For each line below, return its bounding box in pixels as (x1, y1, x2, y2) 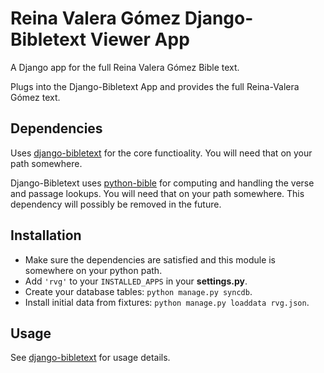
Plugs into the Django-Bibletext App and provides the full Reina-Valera (10, 80, 300, 92)
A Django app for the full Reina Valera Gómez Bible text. (10, 61, 240, 73)
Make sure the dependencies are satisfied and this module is (24, 253, 277, 266)
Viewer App (89, 28, 190, 51)
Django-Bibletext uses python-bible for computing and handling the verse (10, 177, 315, 189)
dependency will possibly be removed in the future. (10, 198, 222, 210)
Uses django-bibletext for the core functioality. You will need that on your (10, 147, 313, 159)
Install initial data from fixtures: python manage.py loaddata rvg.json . (24, 296, 310, 308)
